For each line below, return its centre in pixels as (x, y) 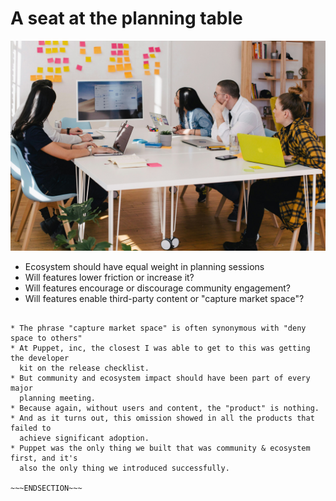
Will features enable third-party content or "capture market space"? (164, 298)
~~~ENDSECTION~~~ (46, 488)
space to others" (46, 338)
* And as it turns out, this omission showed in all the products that (162, 418)
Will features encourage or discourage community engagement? (157, 288)
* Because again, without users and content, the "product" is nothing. (165, 408)
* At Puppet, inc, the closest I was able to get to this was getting (160, 348)
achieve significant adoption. (84, 438)
